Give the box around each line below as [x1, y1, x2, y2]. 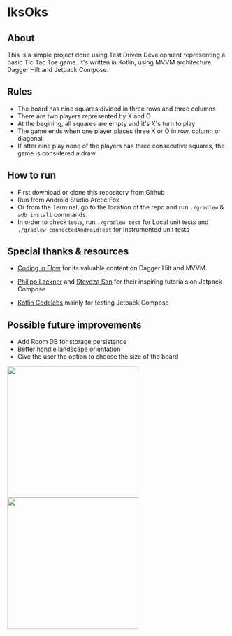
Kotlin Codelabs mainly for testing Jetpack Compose [17, 298, 169, 307]
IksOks [7, 4, 49, 20]
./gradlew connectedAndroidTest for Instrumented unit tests [17, 225, 190, 233]
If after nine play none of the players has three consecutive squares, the [17, 141, 225, 150]
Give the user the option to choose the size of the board [17, 352, 179, 361]
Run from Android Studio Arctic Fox [17, 195, 120, 204]
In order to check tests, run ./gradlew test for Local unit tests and [17, 218, 209, 226]
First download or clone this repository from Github [17, 188, 166, 196]
